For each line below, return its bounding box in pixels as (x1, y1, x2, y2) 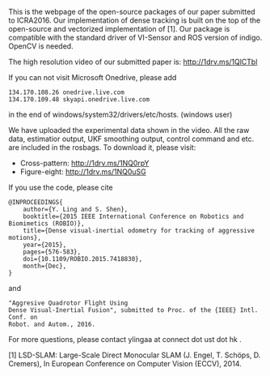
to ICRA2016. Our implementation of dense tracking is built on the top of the (8, 15, 261, 25)
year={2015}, (23, 241, 67, 249)
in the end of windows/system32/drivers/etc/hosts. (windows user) (8, 109, 233, 119)
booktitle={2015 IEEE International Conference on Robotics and (23, 212, 244, 220)
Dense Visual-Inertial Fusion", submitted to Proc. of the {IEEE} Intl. (8, 306, 259, 314)
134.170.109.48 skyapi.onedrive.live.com (8, 96, 150, 104)
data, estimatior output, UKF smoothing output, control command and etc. (8, 134, 255, 143)
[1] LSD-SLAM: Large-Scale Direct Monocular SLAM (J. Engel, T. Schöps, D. (8, 350, 261, 360)
